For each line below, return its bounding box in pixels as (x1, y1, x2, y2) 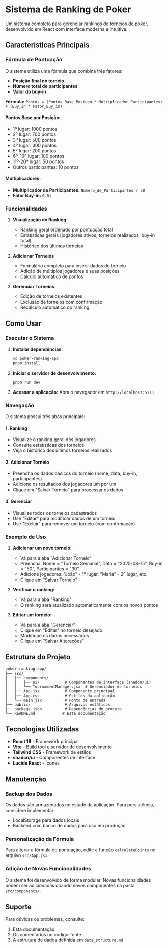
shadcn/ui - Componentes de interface (12, 755, 96, 761)
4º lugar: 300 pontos (12, 142, 57, 148)
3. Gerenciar (5, 498, 32, 504)
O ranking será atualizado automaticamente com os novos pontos (20, 602, 158, 608)
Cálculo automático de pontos (20, 273, 83, 280)
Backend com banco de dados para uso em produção (12, 823, 126, 829)
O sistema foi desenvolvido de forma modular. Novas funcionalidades (5, 876, 151, 883)
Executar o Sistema (5, 334, 54, 341)
